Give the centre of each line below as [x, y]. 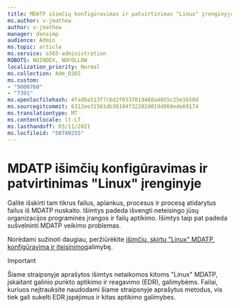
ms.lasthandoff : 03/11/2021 [49, 126]
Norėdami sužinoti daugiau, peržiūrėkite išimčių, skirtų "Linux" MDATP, [111, 240]
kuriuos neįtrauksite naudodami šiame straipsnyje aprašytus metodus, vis [115, 290]
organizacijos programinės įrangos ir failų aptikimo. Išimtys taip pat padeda [117, 218]
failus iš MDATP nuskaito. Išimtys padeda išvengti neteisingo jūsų [103, 211]
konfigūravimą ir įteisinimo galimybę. [60, 247]
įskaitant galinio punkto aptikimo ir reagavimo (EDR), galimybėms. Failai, [113, 282]
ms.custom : [23, 80]
